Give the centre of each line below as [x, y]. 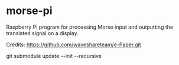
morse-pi [29, 11]
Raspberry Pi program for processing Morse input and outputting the [89, 27]
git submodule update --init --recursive [54, 56]
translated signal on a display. [42, 33]
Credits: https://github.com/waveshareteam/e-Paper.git [74, 45]
